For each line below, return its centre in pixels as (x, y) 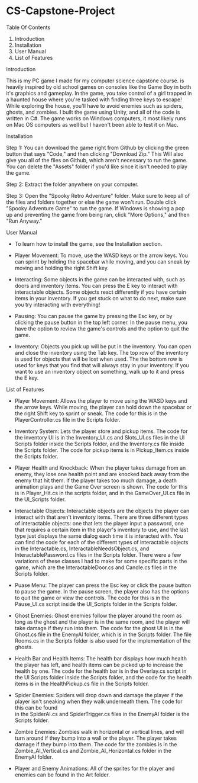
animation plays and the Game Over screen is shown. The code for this (101, 486)
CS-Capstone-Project (61, 11)
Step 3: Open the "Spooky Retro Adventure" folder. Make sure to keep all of (98, 195)
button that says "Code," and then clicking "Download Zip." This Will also (95, 154)
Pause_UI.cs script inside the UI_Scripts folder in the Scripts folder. (96, 604)
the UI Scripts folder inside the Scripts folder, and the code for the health (103, 677)
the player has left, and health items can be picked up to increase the (99, 665)
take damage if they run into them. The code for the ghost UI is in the (99, 628)
